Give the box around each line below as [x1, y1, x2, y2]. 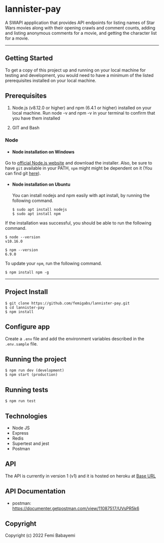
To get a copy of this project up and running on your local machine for [5, 67, 146, 73]
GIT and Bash [12, 124, 40, 130]
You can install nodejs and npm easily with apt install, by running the [12, 192, 150, 198]
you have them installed [12, 115, 60, 121]
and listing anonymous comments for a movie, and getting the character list [5, 30, 157, 36]
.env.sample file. [5, 341, 38, 346]
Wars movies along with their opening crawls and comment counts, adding [5, 25, 155, 30]
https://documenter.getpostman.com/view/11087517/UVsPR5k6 [12, 505, 140, 511]
